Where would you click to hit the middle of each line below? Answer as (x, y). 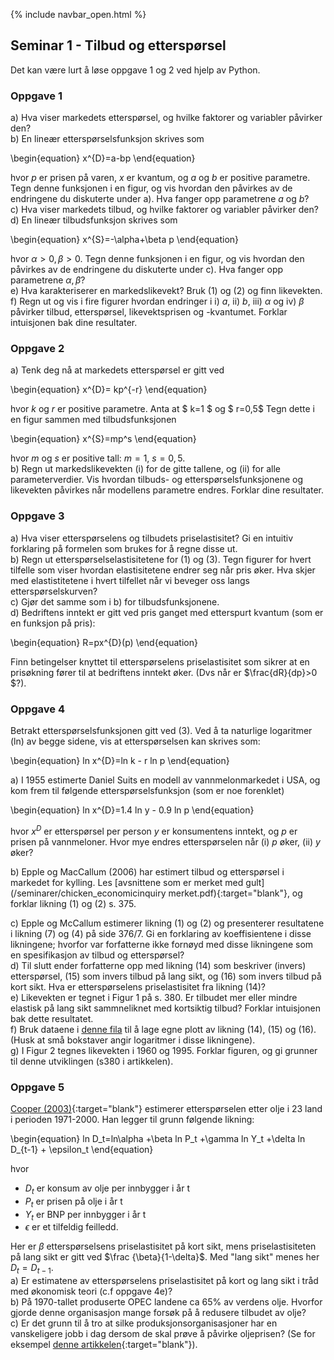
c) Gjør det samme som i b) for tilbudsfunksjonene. (115, 601)
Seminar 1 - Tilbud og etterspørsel (118, 45)
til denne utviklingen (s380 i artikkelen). (92, 1061)
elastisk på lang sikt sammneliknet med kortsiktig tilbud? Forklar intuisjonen (165, 1008)
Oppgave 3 (37, 516)
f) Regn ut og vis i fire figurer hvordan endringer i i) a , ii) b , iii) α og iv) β (157, 301)
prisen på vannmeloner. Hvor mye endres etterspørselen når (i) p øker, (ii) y (165, 841)
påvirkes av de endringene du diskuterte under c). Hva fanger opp (147, 270)
